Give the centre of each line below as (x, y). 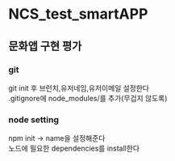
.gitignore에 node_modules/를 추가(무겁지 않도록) (88, 98)
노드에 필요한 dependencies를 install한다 (74, 148)
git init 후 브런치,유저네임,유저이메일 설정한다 (79, 88)
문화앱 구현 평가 (45, 46)
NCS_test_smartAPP (78, 14)
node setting (33, 120)
